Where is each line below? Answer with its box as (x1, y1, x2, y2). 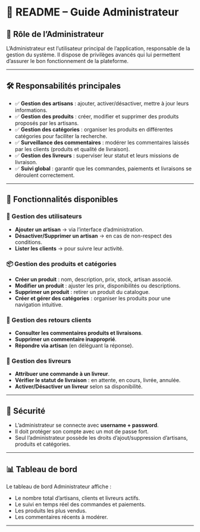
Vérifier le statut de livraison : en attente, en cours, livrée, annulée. (14, 377, 181, 384)
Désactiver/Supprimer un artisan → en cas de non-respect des (14, 232, 173, 239)
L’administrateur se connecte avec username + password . (14, 422, 159, 429)
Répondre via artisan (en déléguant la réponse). (14, 342, 134, 349)
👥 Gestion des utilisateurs (6, 212, 82, 221)
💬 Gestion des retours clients (6, 315, 92, 324)
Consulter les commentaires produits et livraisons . (14, 330, 143, 337)
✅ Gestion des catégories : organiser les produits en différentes (14, 126, 173, 133)
